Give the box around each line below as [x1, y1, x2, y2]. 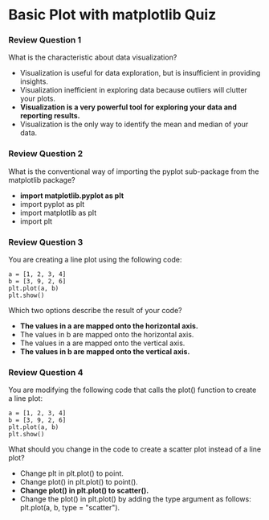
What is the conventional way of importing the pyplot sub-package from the [8, 167, 259, 176]
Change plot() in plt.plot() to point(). [19, 477, 138, 487]
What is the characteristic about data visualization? [8, 52, 177, 62]
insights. [19, 76, 48, 86]
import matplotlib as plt [19, 208, 97, 217]
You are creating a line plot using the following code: [8, 255, 182, 265]
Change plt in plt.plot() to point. [19, 468, 124, 478]
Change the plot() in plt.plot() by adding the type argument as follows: [19, 494, 251, 504]
